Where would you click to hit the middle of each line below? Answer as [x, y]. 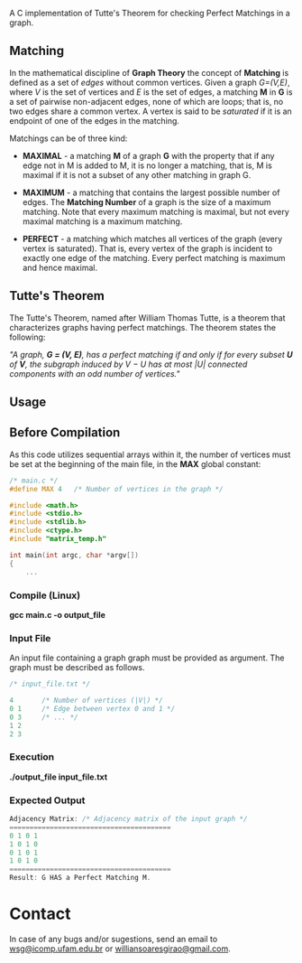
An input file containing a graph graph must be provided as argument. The [147, 658]
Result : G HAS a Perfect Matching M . [80, 878]
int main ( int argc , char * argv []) [74, 555]
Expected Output [47, 800]
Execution [32, 757]
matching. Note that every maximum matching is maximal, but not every [156, 211]
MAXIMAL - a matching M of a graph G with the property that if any [148, 155]
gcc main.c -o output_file [58, 614]
